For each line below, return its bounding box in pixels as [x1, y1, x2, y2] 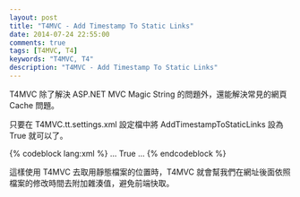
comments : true [9, 38, 66, 47]
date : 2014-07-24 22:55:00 [9, 30, 110, 39]
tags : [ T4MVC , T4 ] [9, 47, 78, 56]
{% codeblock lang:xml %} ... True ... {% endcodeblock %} [9, 148, 227, 158]
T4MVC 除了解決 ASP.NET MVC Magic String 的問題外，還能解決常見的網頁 [9, 89, 287, 99]
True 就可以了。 [9, 130, 68, 141]
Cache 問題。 [9, 99, 60, 110]
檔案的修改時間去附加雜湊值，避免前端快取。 [9, 177, 175, 188]
